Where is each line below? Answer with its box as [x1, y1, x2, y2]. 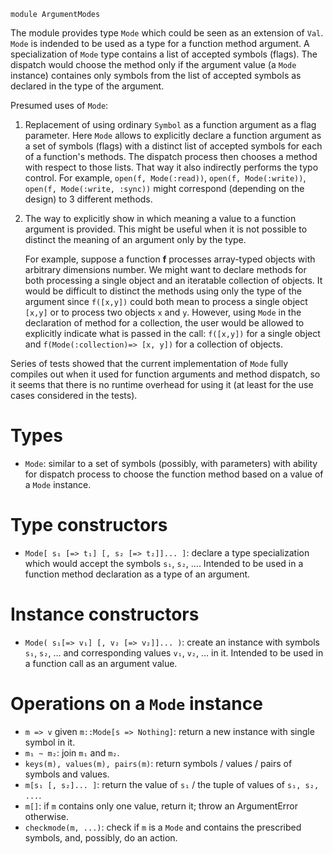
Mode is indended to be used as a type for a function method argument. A [10, 38, 310, 49]
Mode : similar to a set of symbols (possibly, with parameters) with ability [24, 457, 318, 469]
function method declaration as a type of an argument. [24, 568, 251, 580]
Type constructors [10, 514, 168, 537]
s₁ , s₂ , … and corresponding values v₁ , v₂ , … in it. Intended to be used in [24, 646, 324, 659]
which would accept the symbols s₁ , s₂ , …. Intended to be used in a [24, 557, 304, 569]
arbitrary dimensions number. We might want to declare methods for [24, 264, 307, 275]
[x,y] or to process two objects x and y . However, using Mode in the [24, 306, 302, 318]
